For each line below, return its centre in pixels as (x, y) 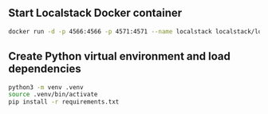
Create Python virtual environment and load (120, 56)
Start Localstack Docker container (95, 13)
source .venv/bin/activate (53, 95)
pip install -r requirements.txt (64, 102)
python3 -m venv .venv (46, 87)
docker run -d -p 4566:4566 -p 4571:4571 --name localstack (110, 31)
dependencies (45, 69)
